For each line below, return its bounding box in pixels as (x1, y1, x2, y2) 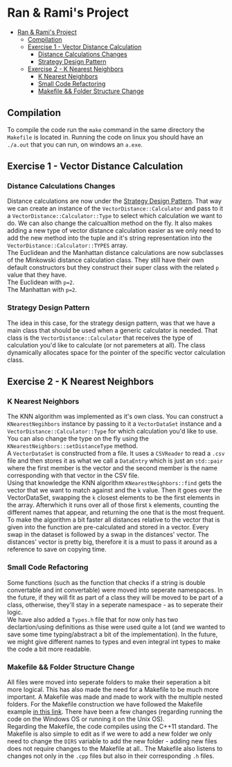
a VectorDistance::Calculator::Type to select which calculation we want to (7, 212, 223, 220)
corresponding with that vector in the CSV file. (7, 471, 140, 480)
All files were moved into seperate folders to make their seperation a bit (7, 678, 211, 686)
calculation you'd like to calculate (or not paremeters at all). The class (7, 340, 206, 349)
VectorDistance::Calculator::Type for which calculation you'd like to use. (7, 427, 218, 436)
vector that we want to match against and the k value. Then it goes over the (7, 486, 223, 495)
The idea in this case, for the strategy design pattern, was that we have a (7, 318, 216, 327)
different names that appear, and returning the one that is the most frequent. (7, 509, 225, 517)
